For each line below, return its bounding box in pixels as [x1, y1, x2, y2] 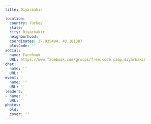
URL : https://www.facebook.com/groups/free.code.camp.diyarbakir [9, 57, 147, 62]
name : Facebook [9, 52, 41, 57]
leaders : [5, 89, 23, 94]
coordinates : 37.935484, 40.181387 [9, 39, 83, 44]
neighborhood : [9, 34, 38, 39]
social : [5, 48, 21, 53]
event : [5, 75, 19, 80]
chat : [5, 62, 16, 67]
